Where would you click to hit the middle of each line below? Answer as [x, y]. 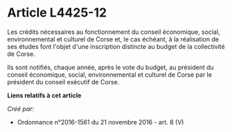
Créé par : [21, 109]
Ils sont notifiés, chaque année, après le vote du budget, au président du [111, 67]
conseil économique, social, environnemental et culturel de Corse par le [110, 75]
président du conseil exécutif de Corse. [63, 82]
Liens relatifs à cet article [44, 95]
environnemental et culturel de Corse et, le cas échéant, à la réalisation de [113, 39]
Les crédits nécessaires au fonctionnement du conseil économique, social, [114, 32]
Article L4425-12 [57, 13]
